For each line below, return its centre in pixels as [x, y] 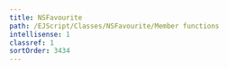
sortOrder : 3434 [40, 51]
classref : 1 [32, 43]
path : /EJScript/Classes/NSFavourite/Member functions [114, 26]
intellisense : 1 [40, 34]
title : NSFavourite [46, 17]
